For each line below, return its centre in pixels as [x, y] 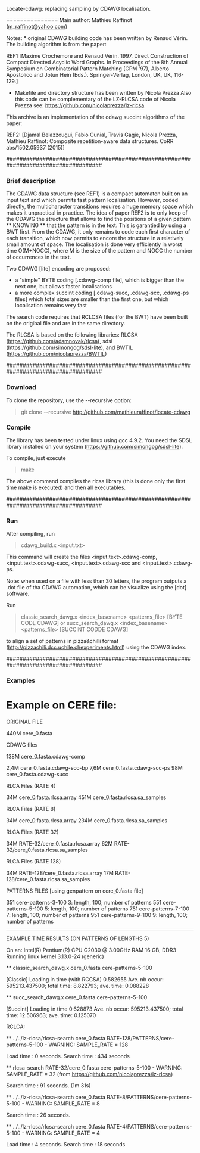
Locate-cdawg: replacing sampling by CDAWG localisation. [78, 9]
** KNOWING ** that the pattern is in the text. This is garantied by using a [96, 225]
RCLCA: [16, 1027]
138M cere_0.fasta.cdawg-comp [46, 757]
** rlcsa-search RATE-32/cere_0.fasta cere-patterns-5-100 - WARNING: [94, 1068]
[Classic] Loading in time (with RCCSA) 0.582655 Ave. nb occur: [85, 980]
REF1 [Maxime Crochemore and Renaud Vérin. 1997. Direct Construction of [97, 56]
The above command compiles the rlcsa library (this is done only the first [96, 481]
